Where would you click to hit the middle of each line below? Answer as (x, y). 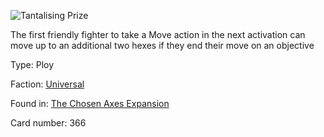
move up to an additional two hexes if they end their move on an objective (162, 45)
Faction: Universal (47, 84)
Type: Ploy (32, 64)
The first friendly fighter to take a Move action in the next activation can (158, 34)
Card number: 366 (48, 123)
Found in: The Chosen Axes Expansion (90, 103)
